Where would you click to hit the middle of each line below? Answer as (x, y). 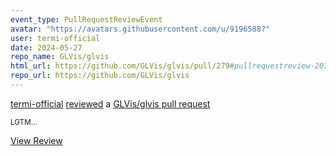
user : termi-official (55, 38)
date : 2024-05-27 (46, 47)
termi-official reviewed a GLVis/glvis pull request (110, 103)
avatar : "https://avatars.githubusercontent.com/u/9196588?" (140, 29)
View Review (36, 140)
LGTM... (24, 122)
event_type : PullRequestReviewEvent (86, 19)
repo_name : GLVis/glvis (60, 57)
